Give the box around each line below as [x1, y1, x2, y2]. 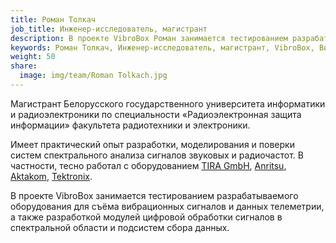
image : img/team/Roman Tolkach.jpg [19, 71, 168, 81]
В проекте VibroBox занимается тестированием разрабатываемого [10, 189, 299, 201]
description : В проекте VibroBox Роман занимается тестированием [10, 33, 288, 43]
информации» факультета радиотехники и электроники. [10, 119, 251, 131]
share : [10, 61, 38, 71]
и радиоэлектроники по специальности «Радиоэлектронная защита [10, 108, 302, 120]
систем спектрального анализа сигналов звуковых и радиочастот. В [10, 149, 304, 161]
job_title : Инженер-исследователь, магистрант [10, 24, 208, 34]
